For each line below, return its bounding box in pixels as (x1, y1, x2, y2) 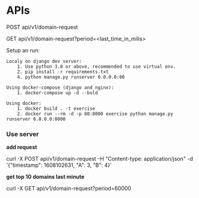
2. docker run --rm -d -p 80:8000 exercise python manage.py (17, 110, 173, 117)
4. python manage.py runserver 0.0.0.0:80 (17, 74, 125, 80)
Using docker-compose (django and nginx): (6, 85, 114, 91)
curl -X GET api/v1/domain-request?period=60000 (6, 185, 132, 192)
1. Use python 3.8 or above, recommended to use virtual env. (17, 64, 176, 70)
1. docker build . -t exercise (17, 106, 96, 112)
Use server (6, 130, 39, 138)
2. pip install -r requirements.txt (17, 68, 109, 75)
